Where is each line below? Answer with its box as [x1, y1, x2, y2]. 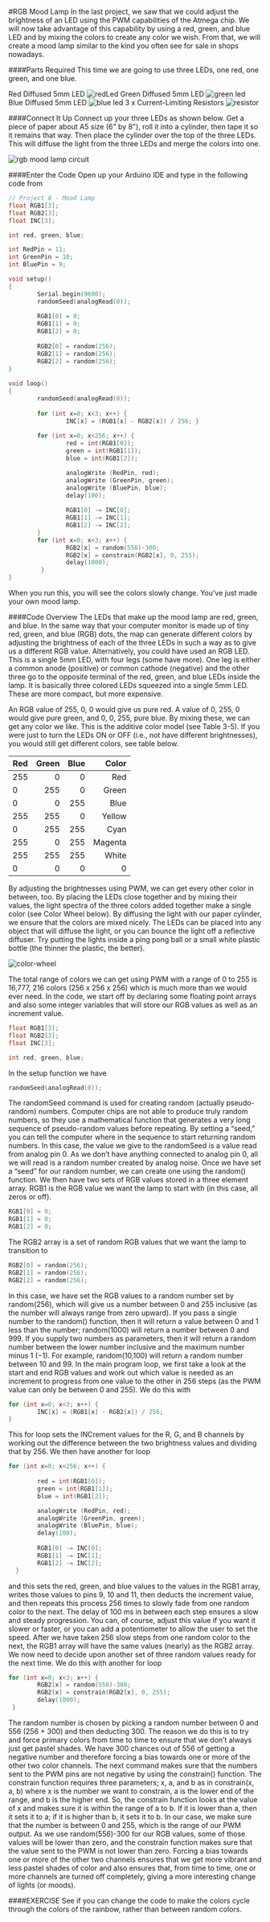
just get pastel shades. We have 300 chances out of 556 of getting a [8, 1744, 235, 1753]
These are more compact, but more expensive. [8, 689, 163, 699]
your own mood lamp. [8, 596, 80, 606]
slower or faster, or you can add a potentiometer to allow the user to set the [8, 1624, 259, 1633]
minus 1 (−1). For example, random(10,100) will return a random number [8, 1350, 243, 1360]
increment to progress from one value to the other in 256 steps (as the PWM [8, 1376, 261, 1386]
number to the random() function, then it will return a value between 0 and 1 [8, 1316, 259, 1326]
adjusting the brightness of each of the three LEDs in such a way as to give [8, 638, 257, 647]
